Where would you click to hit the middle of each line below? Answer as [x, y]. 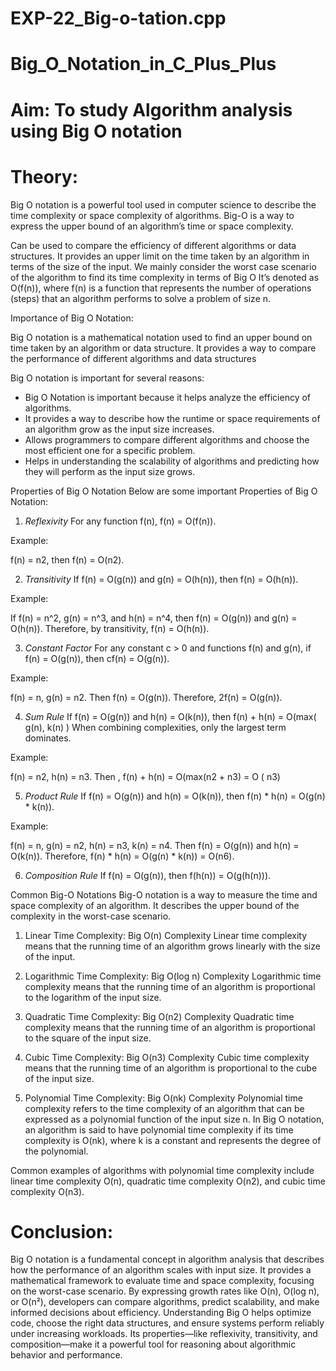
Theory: [44, 176]
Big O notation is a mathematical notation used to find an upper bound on [161, 337]
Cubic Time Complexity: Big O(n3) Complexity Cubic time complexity [167, 1057]
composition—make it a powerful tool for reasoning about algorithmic [153, 1344]
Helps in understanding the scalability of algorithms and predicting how [172, 461]
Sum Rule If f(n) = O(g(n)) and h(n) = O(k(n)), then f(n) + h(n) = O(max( [170, 716]
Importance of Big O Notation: [72, 318]
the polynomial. [56, 1151]
